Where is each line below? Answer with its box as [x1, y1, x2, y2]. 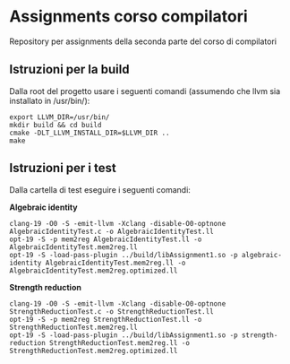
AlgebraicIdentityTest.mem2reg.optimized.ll [9, 266, 178, 275]
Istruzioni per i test [9, 160, 116, 176]
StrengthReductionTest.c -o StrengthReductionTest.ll [9, 307, 215, 316]
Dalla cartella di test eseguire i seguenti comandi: [9, 184, 191, 195]
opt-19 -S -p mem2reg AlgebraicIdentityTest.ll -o [9, 235, 202, 244]
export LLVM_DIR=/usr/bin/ [9, 112, 110, 122]
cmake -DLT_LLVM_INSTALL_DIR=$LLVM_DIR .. [9, 128, 170, 137]
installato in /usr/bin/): [9, 95, 90, 106]
